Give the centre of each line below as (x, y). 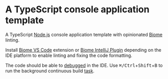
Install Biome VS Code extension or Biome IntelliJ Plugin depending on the (83, 50)
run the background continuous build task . (50, 71)
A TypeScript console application (77, 9)
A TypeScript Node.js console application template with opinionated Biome (84, 34)
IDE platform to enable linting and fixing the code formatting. (69, 55)
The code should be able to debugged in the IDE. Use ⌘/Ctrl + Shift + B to (84, 65)
